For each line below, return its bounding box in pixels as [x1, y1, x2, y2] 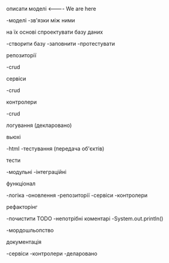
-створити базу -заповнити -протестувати [6, 40, 115, 47]
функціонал [6, 180, 36, 187]
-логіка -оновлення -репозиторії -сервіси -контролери [6, 192, 148, 199]
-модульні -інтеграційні [6, 169, 67, 175]
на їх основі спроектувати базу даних [6, 28, 103, 36]
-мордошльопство [6, 227, 54, 234]
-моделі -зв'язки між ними [6, 17, 75, 23]
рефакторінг [6, 203, 38, 210]
